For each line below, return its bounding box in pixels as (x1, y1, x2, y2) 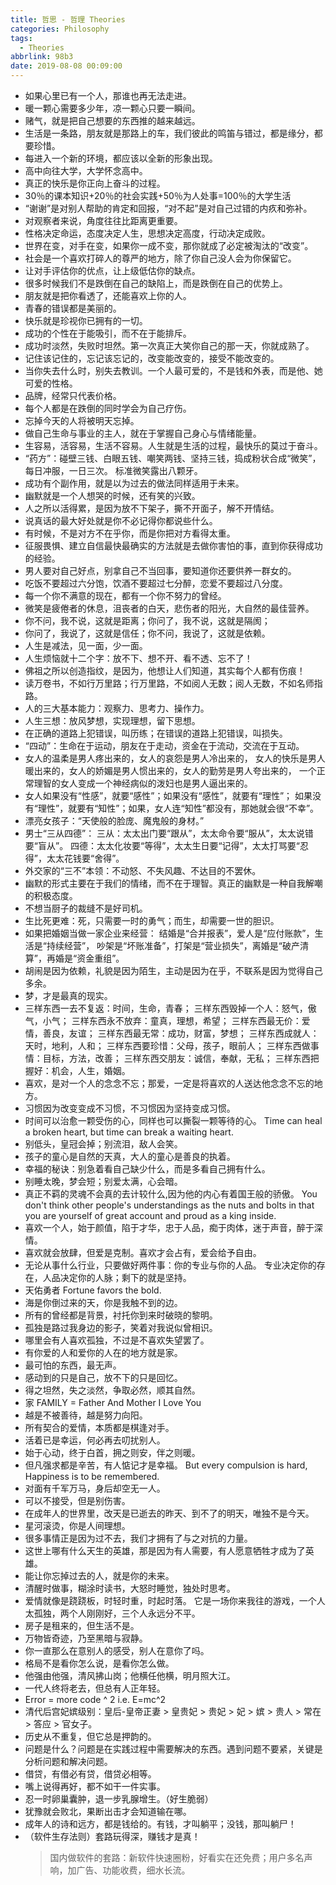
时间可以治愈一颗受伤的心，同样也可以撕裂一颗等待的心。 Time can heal (24, 1115, 323, 1126)
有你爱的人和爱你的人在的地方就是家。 (24, 1347, 183, 1358)
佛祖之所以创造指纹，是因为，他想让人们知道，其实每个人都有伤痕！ (24, 665, 306, 676)
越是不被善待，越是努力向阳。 (24, 1409, 148, 1421)
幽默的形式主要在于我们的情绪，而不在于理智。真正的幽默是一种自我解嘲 (24, 877, 323, 889)
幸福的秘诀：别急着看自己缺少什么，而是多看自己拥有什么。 (24, 1163, 271, 1175)
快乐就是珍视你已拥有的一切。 (24, 315, 148, 326)
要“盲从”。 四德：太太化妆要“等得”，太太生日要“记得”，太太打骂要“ (24, 840, 300, 851)
